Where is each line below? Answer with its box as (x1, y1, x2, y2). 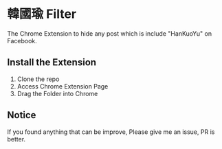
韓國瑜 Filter (7, 6, 77, 22)
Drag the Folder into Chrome (16, 89, 98, 98)
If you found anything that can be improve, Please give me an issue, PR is (7, 128, 215, 136)
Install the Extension (7, 56, 97, 69)
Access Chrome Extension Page (16, 82, 109, 90)
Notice (7, 109, 36, 121)
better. (7, 135, 26, 143)
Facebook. (7, 36, 38, 45)
